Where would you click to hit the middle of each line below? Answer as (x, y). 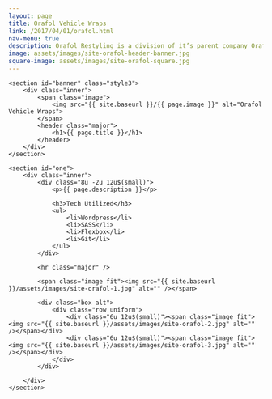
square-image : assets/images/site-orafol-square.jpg (99, 62)
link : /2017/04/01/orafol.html (61, 31)
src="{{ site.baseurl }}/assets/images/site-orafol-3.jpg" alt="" (140, 345)
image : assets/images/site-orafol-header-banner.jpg (99, 53)
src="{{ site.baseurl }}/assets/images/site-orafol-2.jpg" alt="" (140, 324)
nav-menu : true (34, 38)
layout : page (30, 16)
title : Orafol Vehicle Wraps (57, 23)
